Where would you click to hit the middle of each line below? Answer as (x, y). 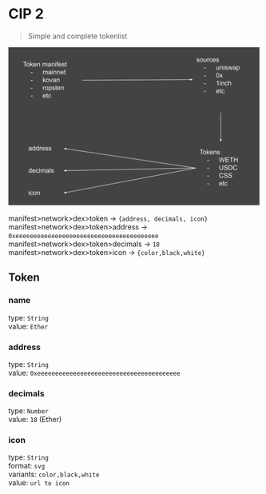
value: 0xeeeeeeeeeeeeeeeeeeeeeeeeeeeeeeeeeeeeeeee (95, 372)
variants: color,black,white (54, 474)
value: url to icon (39, 483)
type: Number (29, 411)
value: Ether (28, 326)
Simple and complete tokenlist (77, 36)
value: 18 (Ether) (35, 420)
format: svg (27, 466)
